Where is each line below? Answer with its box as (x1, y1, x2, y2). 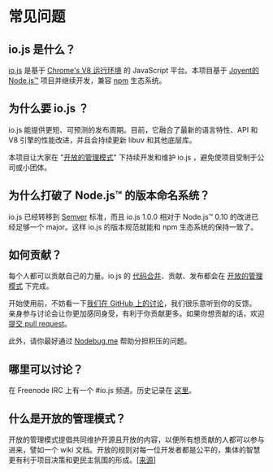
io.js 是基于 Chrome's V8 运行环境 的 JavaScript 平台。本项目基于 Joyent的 (8, 66, 260, 75)
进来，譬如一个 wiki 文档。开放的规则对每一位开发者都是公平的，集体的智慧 (8, 445, 261, 455)
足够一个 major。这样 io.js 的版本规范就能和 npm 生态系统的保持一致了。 (15, 221, 258, 232)
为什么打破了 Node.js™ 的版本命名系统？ (8, 189, 210, 203)
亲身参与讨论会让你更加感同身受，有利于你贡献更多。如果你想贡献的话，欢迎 (8, 308, 265, 318)
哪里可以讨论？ (8, 362, 84, 376)
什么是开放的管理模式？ (8, 412, 126, 426)
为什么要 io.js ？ (8, 102, 89, 116)
